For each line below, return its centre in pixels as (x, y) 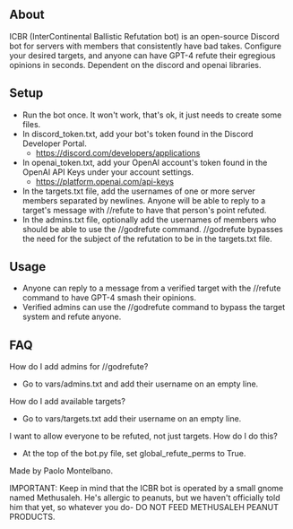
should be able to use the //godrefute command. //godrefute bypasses (153, 229)
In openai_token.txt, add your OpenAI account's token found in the (145, 162)
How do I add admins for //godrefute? (79, 367)
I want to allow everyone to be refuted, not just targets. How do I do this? (143, 436)
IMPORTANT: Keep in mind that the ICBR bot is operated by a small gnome (146, 489)
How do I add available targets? (67, 402)
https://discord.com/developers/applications (118, 152)
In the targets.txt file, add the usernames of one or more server (138, 191)
